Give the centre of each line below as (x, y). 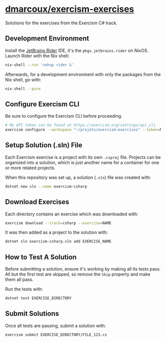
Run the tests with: (24, 289)
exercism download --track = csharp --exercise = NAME (58, 223)
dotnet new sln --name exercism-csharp (46, 186)
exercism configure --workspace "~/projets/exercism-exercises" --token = (83, 130)
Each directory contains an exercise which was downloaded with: (72, 214)
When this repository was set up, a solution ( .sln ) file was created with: (78, 177)
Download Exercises (37, 202)
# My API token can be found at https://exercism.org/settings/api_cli (80, 125)
